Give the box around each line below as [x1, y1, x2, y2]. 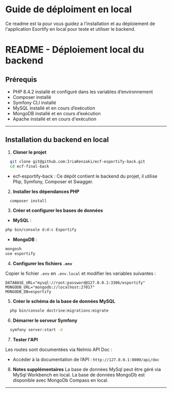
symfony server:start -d [10, 327, 63, 332]
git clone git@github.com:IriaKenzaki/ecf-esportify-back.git [10, 159, 145, 164]
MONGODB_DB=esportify [5, 289, 52, 294]
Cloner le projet [12, 149, 47, 155]
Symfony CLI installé [12, 99, 56, 105]
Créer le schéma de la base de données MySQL [12, 298, 116, 304]
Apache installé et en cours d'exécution [12, 116, 96, 122]
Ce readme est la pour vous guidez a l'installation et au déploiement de [5, 20, 155, 27]
